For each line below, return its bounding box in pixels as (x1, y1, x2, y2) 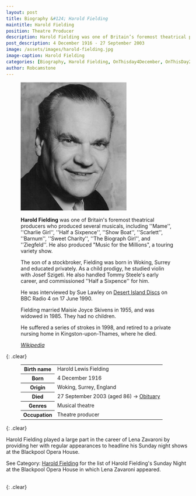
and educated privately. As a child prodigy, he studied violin (20, 265, 164, 272)
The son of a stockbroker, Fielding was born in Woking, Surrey (20, 258, 171, 266)
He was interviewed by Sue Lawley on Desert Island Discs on (20, 289, 168, 296)
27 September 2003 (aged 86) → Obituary (57, 393, 160, 400)
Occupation (23, 412, 52, 418)
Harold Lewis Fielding (57, 365, 109, 372)
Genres (29, 402, 47, 409)
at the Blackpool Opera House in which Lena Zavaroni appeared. (6, 466, 162, 473)
